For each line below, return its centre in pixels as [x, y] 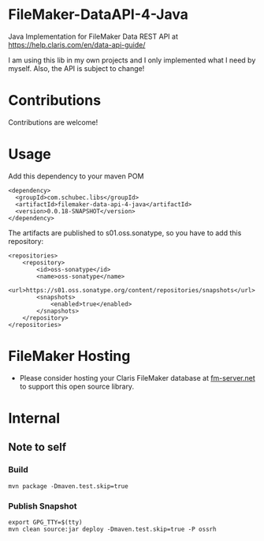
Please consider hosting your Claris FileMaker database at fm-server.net [138, 378]
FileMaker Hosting [69, 356]
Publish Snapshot [43, 505]
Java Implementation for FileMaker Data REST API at [93, 36]
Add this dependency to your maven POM [76, 176]
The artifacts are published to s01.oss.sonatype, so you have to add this [125, 233]
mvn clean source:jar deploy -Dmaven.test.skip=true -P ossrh [112, 529]
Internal [34, 418]
